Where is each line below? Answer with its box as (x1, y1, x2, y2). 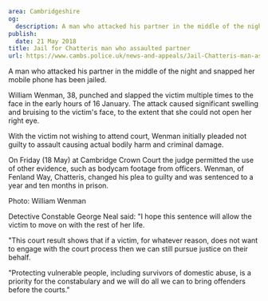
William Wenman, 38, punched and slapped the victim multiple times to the (8, 90, 254, 100)
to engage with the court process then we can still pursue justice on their (8, 244, 249, 254)
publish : (8, 30, 37, 38)
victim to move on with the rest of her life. (8, 220, 145, 230)
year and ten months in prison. (8, 180, 109, 191)
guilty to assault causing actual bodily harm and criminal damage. (8, 140, 224, 149)
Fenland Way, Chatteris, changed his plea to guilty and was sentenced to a (8, 172, 254, 182)
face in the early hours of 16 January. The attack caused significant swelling (8, 99, 259, 109)
